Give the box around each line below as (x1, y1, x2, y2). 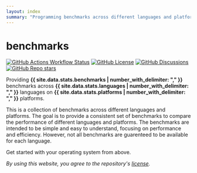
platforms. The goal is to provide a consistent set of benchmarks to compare (6, 113, 191, 120)
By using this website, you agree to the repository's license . (6, 160, 151, 167)
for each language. (6, 137, 52, 144)
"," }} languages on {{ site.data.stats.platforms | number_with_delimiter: (6, 89, 186, 96)
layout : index (6, 8, 41, 15)
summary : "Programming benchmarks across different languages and (6, 14, 172, 20)
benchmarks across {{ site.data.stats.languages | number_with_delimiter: (6, 83, 189, 90)
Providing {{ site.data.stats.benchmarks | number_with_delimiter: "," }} (6, 76, 183, 83)
